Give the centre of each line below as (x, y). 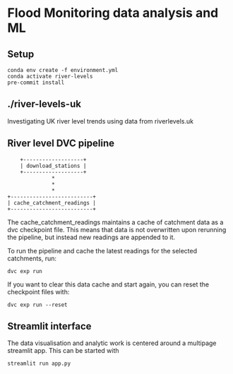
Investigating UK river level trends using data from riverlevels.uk (101, 121)
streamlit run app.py (39, 364)
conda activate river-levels (50, 76)
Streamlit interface (49, 326)
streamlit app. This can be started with (63, 351)
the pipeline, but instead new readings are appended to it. (91, 237)
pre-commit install (36, 83)
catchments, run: (32, 258)
